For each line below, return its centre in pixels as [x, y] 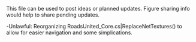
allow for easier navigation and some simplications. [70, 33]
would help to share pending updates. [53, 15]
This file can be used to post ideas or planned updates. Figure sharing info [98, 9]
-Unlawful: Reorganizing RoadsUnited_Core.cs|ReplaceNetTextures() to [94, 26]
